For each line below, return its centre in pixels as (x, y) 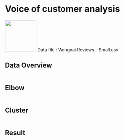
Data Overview (29, 66)
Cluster (17, 110)
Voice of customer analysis (62, 9)
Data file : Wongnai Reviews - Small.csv (78, 50)
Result (15, 132)
